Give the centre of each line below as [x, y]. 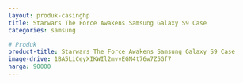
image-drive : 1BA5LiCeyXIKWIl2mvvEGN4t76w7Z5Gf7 [90, 59]
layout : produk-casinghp [49, 15]
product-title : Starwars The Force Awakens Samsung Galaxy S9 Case [122, 52]
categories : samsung [42, 30]
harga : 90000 [30, 67]
